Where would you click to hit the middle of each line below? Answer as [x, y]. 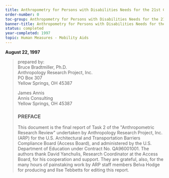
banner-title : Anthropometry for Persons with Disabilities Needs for [81, 24]
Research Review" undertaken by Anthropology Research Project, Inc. [90, 133]
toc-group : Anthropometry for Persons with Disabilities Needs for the [82, 19]
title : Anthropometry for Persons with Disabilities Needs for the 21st [83, 10]
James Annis [31, 93]
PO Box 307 [30, 78]
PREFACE [29, 116]
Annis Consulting [35, 98]
